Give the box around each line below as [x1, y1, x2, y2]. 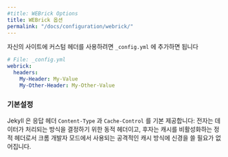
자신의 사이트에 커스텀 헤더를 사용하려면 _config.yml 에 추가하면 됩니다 [7, 43, 199, 51]
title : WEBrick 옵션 [7, 17, 63, 23]
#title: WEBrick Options [7, 10, 78, 17]
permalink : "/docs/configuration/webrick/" [7, 23, 134, 30]
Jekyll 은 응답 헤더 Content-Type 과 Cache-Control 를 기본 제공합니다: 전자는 [7, 116, 214, 125]
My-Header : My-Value [19, 76, 78, 83]
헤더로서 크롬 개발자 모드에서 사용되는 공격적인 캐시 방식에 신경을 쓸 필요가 [14, 134, 214, 142]
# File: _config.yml [7, 56, 67, 63]
